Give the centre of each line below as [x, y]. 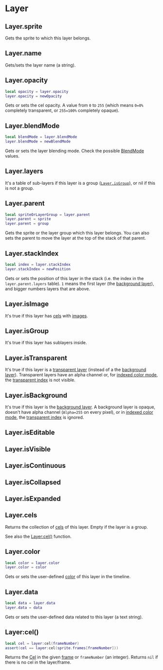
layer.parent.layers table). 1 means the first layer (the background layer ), [80, 283]
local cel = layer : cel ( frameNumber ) [42, 643]
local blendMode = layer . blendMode [41, 137]
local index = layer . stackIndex [38, 264]
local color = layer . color [32, 563]
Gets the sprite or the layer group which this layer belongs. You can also [77, 233]
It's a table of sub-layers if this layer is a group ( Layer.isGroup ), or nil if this [80, 183]
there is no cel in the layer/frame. [38, 662]
